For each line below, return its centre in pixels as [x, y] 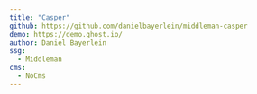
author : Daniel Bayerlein [58, 43]
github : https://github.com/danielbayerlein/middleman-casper [128, 26]
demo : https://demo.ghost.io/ [66, 34]
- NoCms [32, 76]
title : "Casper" [40, 17]
